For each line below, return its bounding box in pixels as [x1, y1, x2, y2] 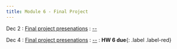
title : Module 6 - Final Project [6, 8, 88, 15]
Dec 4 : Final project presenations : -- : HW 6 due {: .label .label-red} [6, 36, 172, 43]
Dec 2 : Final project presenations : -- [6, 25, 97, 32]
